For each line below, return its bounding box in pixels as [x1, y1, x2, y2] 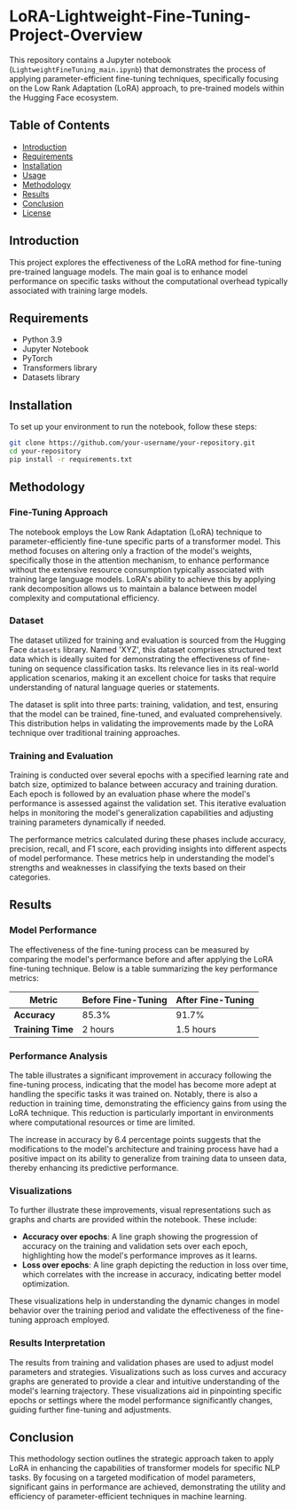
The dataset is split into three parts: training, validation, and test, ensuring [9, 699, 278, 709]
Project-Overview [9, 25, 144, 45]
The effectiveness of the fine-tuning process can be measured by [9, 944, 250, 955]
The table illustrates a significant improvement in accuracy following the [9, 1070, 272, 1080]
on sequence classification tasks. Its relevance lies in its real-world [34, 663, 279, 674]
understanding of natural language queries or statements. [9, 682, 220, 692]
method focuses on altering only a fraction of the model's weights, [9, 545, 253, 556]
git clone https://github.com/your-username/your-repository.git [9, 439, 255, 447]
